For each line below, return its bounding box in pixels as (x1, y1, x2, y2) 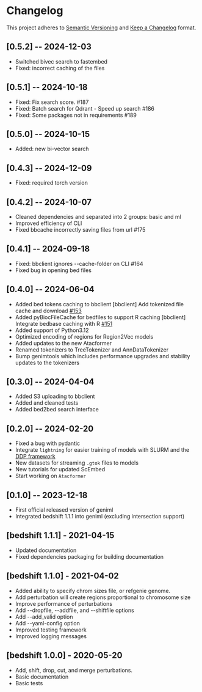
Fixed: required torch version (15, 179, 88, 186)
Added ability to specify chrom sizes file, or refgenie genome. (15, 587, 171, 594)
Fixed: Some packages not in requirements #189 (15, 111, 137, 119)
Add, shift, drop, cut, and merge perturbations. (15, 666, 133, 674)
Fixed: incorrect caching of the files (15, 64, 105, 72)
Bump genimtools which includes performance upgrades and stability (15, 352, 190, 359)
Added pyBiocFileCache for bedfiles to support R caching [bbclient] (15, 313, 186, 321)
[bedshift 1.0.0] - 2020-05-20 (6, 650, 123, 661)
